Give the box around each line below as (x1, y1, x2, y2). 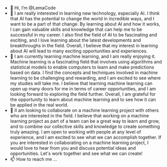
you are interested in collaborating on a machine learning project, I (10, 140, 149, 146)
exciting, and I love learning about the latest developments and (10, 37, 141, 43)
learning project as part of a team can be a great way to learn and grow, (10, 118, 160, 124)
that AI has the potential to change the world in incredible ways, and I (10, 16, 154, 21)
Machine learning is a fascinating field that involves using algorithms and (10, 59, 162, 64)
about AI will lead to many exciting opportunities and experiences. (10, 48, 148, 54)
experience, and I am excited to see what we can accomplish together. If (10, 135, 161, 140)
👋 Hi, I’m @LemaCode (10, 5, 56, 11)
